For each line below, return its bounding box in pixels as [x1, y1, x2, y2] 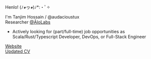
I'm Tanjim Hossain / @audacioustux [5, 14, 80, 20]
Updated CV [5, 48, 31, 54]
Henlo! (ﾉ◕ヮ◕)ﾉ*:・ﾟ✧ [5, 4, 50, 10]
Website [5, 43, 22, 49]
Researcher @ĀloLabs [5, 19, 50, 25]
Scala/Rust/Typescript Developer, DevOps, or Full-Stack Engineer [12, 34, 147, 39]
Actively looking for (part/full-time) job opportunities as [12, 29, 125, 34]
